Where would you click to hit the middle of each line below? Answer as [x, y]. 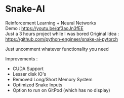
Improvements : [22, 58]
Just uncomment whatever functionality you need [57, 49]
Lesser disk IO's [29, 74]
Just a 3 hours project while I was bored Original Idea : [62, 34]
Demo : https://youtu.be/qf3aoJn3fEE [44, 28]
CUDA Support [28, 69]
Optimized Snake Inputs [37, 85]
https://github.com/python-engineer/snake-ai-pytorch [61, 39]
